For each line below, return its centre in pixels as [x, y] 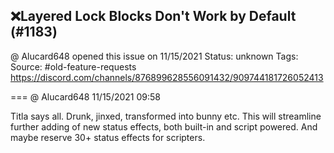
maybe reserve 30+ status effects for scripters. [108, 137]
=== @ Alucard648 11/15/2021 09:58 [85, 96]
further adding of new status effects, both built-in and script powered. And [164, 126]
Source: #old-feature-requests [73, 66]
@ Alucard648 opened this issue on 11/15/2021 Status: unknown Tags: [154, 56]
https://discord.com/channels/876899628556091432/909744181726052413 [167, 77]
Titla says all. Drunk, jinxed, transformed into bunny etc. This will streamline [166, 116]
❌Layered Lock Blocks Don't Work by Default [153, 16]
